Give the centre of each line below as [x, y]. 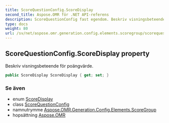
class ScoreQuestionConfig [41, 104]
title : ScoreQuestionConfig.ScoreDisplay [49, 10]
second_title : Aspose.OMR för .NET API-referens [57, 15]
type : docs [17, 24]
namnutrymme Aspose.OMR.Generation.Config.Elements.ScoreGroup [84, 109]
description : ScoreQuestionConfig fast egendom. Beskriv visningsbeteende [85, 19]
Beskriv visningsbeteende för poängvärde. [49, 66]
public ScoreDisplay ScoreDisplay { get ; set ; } [57, 75]
